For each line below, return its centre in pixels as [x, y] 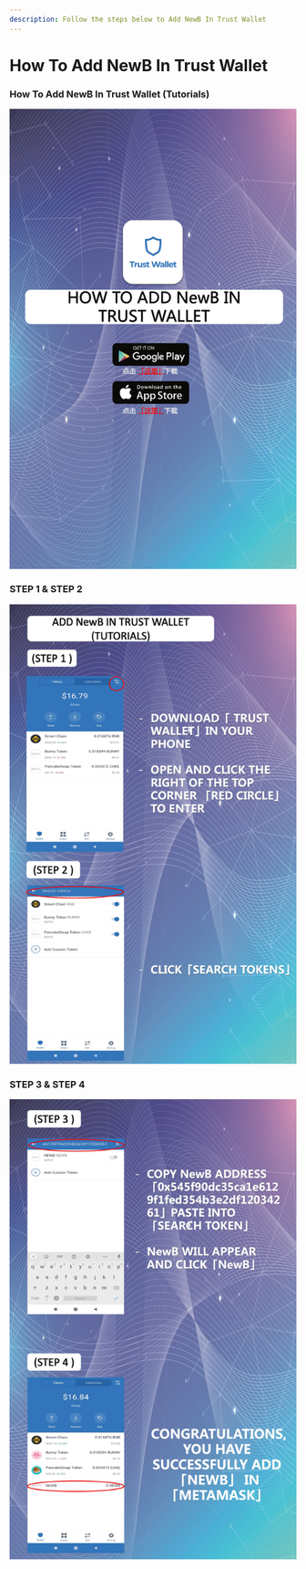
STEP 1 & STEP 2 [46, 589]
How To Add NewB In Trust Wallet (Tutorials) [110, 94]
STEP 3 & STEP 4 [47, 1085]
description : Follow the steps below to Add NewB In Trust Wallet [138, 19]
